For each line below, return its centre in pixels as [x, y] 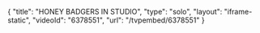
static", [19, 20]
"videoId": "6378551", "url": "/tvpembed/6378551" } [119, 20]
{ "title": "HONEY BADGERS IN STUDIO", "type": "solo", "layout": [115, 12]
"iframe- [238, 12]
